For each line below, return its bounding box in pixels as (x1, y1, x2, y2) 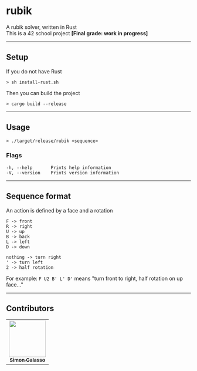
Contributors (6, 303, 55, 313)
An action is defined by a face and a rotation (6, 207, 113, 214)
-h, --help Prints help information (6, 164, 111, 171)
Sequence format (6, 191, 72, 201)
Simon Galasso (9, 357, 46, 363)
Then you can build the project (6, 89, 80, 96)
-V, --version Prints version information (6, 170, 119, 176)
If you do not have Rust (6, 68, 63, 75)
